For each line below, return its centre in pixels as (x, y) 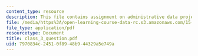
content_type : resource (35, 11)
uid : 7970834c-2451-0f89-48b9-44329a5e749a (60, 44)
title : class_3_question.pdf (42, 38)
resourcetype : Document (35, 33)
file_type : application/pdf (41, 28)
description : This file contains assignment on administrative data (92, 17)
